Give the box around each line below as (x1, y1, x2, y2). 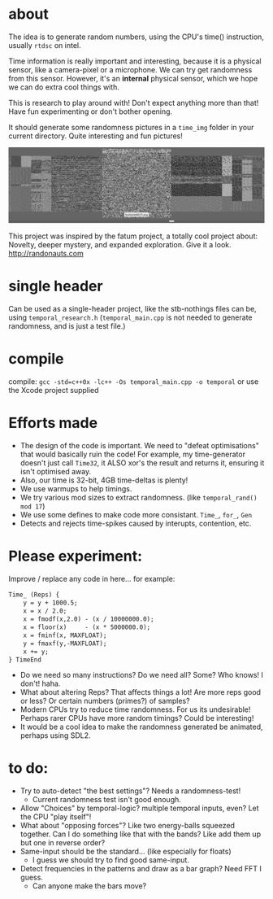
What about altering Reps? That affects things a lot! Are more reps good (19, 687, 262, 696)
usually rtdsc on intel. (8, 40, 81, 50)
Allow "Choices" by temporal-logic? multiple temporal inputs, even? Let (19, 803, 259, 813)
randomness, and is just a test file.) (8, 321, 126, 330)
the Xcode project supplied (8, 385, 99, 395)
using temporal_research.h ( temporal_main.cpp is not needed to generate (8, 312, 253, 322)
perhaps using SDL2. (19, 730, 91, 740)
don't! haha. (19, 679, 61, 688)
